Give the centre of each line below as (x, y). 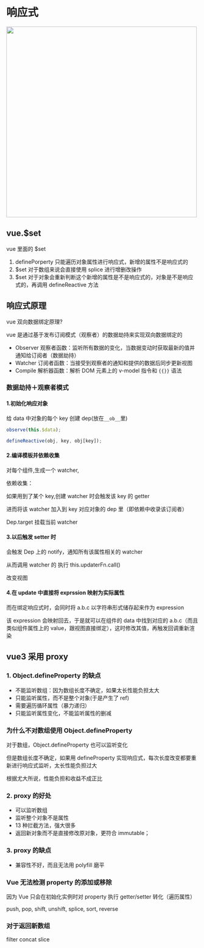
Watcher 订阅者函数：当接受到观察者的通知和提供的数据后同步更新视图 (104, 363)
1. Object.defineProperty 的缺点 (54, 676)
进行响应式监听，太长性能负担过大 (54, 765)
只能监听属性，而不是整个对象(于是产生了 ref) (72, 698)
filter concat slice (28, 939)
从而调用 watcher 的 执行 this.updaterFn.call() (63, 565)
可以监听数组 (31, 810)
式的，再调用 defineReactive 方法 (57, 284)
